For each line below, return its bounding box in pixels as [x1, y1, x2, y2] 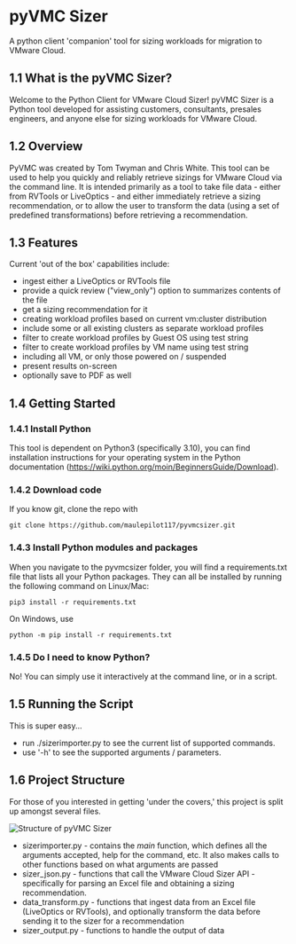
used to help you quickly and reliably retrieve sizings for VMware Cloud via [9, 171, 283, 183]
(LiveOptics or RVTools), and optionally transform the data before [21, 906, 261, 916]
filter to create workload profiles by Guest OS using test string [21, 333, 249, 343]
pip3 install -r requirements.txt [9, 597, 137, 607]
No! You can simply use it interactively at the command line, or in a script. [9, 671, 277, 681]
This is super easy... [9, 720, 82, 731]
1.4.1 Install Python [9, 422, 91, 435]
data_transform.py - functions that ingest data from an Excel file [21, 896, 256, 907]
